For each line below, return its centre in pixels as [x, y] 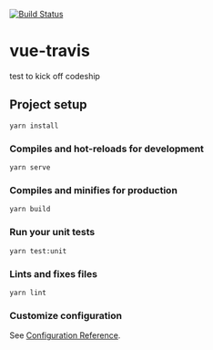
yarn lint [28, 293]
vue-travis [50, 51]
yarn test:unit [38, 251]
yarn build [30, 210]
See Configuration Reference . [65, 335]
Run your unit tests [52, 232]
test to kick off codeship [55, 76]
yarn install [34, 126]
